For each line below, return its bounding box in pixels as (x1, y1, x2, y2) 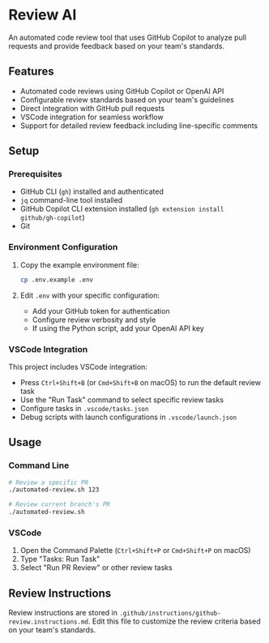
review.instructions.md (8, 618, 89, 626)
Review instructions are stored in (8, 608, 117, 618)
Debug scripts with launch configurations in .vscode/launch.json (19, 412, 237, 422)
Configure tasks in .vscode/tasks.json (19, 403, 149, 413)
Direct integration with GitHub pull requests (19, 103, 164, 113)
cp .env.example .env (19, 276, 93, 284)
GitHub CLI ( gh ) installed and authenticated (19, 186, 164, 196)
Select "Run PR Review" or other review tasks (19, 563, 173, 572)
